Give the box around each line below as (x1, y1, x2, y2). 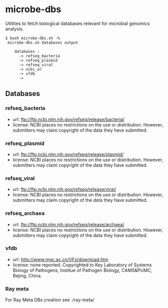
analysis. (5, 25, 24, 32)
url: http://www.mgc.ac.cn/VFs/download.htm (12, 256, 109, 262)
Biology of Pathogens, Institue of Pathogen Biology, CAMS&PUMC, (12, 267, 152, 273)
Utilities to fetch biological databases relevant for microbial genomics (5, 20, 150, 26)
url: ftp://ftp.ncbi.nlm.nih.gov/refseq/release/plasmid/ (12, 151, 124, 157)
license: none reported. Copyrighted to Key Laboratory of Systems (12, 262, 152, 268)
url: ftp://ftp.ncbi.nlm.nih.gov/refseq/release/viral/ (12, 187, 117, 193)
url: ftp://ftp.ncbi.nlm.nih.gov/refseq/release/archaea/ (12, 221, 124, 227)
